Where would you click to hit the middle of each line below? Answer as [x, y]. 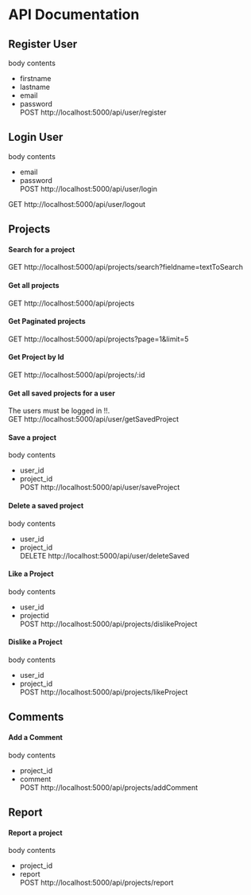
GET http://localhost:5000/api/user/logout [77, 204]
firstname [35, 78]
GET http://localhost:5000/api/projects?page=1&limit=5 [98, 339]
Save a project [33, 437]
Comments [36, 717]
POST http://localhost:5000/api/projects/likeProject [104, 692]
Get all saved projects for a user [62, 393]
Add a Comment [36, 737]
